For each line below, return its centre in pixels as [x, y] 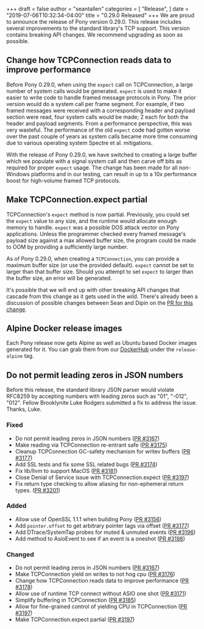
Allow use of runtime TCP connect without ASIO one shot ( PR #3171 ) [101, 594]
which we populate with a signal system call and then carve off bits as [94, 161]
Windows [18, 174]
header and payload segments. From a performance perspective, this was [99, 123]
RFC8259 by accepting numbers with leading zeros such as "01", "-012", [97, 396]
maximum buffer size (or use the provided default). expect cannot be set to [100, 265]
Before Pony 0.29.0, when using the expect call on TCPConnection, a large [100, 84]
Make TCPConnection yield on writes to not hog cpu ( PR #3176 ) [95, 574]
